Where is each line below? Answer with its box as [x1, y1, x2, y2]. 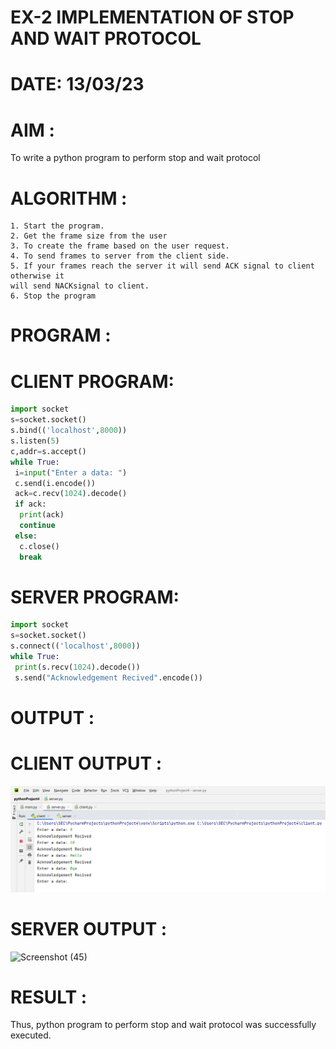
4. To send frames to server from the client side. [10, 251, 230, 261]
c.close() [19, 541, 60, 551]
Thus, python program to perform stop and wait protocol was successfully [10, 1019, 317, 1031]
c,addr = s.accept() [10, 446, 87, 456]
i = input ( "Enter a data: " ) [14, 467, 128, 478]
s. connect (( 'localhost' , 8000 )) [10, 641, 141, 651]
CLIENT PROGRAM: [10, 370, 175, 393]
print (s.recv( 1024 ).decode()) [14, 662, 141, 672]
